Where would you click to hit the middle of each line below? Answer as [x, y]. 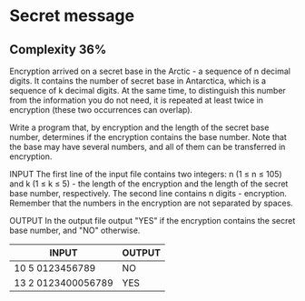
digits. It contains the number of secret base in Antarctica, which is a [138, 81]
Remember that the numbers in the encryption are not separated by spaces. [151, 203]
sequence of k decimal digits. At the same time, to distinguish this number [148, 90]
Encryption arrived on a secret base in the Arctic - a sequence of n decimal [150, 71]
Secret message [72, 16]
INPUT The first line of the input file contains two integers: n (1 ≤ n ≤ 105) [146, 174]
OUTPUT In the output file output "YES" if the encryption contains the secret [152, 221]
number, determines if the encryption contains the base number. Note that [148, 137]
